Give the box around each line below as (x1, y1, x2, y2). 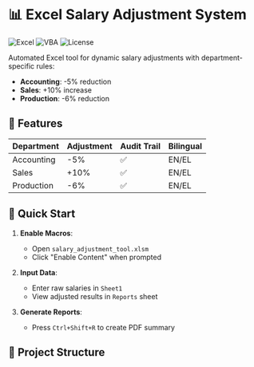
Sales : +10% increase (19, 85, 92, 95)
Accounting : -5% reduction (19, 77, 112, 86)
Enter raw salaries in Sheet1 (31, 283, 122, 293)
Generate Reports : (19, 307, 82, 317)
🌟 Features (8, 116, 63, 131)
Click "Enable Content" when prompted (31, 252, 162, 262)
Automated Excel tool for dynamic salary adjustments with (8, 53, 200, 62)
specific (8, 61, 35, 71)
